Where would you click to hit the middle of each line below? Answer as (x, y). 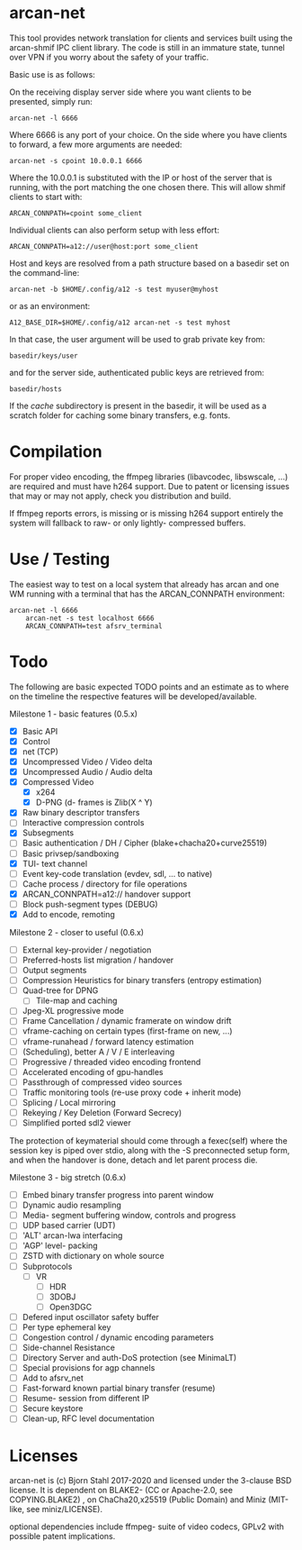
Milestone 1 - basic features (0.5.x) (73, 714)
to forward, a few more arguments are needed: (96, 144)
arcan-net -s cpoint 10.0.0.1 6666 (76, 160)
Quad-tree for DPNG (60, 990)
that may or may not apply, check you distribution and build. (120, 496)
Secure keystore (53, 1409)
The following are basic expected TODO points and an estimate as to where (149, 687)
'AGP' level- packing (60, 1245)
